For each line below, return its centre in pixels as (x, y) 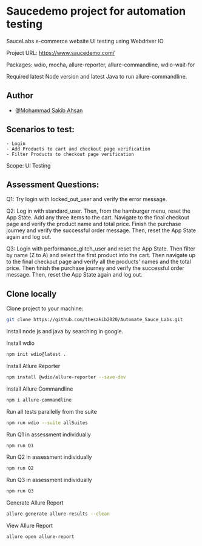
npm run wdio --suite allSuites (47, 423)
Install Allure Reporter (33, 366)
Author (20, 96)
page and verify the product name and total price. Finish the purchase (94, 224)
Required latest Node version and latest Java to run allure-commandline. (97, 76)
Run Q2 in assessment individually (49, 457)
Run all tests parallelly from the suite (52, 411)
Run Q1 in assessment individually (49, 434)
